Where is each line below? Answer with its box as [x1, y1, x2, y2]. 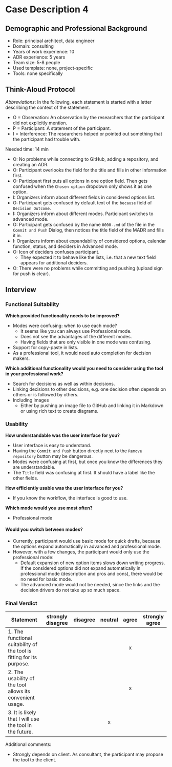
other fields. [12, 475, 38, 481]
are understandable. [12, 464, 56, 470]
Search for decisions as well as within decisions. [12, 380, 115, 387]
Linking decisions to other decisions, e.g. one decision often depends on [12, 386, 166, 392]
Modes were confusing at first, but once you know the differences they [12, 458, 163, 465]
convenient [8, 694, 35, 701]
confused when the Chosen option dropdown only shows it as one [12, 183, 152, 189]
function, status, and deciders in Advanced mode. [12, 243, 119, 250]
